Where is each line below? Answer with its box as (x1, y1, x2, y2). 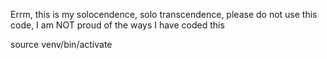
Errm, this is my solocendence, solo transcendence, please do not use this (10, 9, 318, 20)
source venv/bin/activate (10, 39, 113, 50)
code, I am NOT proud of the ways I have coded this (10, 19, 225, 31)
